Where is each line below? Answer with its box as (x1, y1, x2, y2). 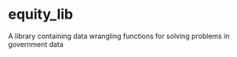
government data (8, 39, 64, 48)
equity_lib (8, 5, 73, 23)
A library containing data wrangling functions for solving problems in (8, 31, 230, 41)
